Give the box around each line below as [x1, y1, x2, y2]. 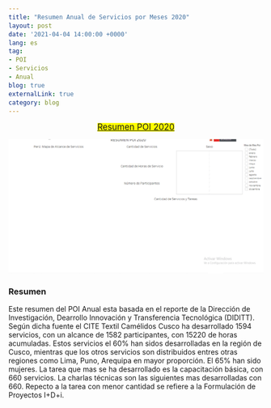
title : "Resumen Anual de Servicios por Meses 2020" [8, 13, 190, 21]
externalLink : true [8, 90, 74, 98]
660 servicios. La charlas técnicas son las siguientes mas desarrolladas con [8, 372, 262, 382]
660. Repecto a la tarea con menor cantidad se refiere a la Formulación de [8, 381, 256, 391]
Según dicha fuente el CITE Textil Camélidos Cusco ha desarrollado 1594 [8, 321, 252, 331]
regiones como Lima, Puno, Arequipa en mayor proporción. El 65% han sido [8, 355, 261, 365]
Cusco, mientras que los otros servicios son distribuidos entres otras [8, 346, 238, 356]
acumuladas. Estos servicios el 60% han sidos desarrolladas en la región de [8, 338, 262, 348]
